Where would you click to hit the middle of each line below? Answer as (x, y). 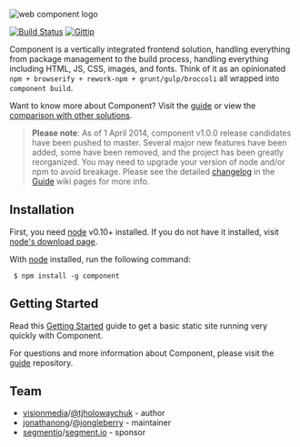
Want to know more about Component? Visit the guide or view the (133, 106)
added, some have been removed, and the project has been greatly (158, 152)
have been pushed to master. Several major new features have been (159, 142)
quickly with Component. (56, 335)
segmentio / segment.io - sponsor (84, 432)
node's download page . (54, 241)
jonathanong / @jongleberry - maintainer (97, 422)
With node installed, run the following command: (100, 259)
